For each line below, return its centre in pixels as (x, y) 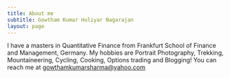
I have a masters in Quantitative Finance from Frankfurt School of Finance (112, 46)
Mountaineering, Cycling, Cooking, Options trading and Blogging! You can (112, 60)
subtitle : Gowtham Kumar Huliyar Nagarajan (71, 20)
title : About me (30, 13)
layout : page (26, 26)
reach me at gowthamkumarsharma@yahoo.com (76, 67)
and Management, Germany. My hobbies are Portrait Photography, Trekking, (115, 53)
